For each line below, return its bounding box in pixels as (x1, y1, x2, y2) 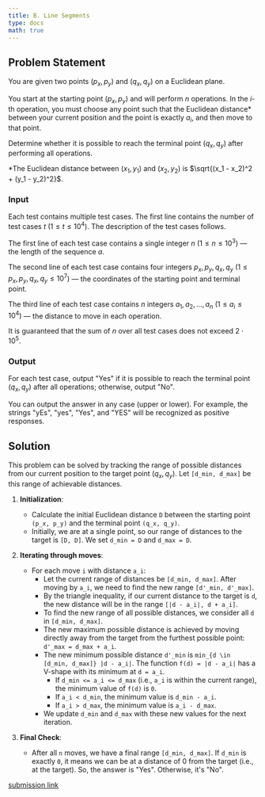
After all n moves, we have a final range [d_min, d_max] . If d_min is (31, 748, 247, 757)
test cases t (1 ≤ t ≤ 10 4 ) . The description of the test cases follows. (8, 220, 226, 231)
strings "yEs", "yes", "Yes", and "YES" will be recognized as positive (8, 408, 229, 418)
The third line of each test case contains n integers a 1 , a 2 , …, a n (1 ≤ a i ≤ (8, 299, 243, 311)
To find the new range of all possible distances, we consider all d (43, 608, 255, 617)
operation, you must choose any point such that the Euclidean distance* (16, 104, 252, 113)
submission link (8, 780, 59, 789)
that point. (8, 123, 42, 132)
